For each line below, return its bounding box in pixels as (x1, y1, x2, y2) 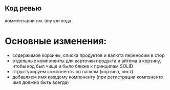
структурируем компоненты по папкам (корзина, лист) (12, 68, 134, 74)
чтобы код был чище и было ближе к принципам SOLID (12, 63, 134, 69)
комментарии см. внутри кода (5, 17, 72, 23)
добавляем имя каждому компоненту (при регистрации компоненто (12, 74, 163, 80)
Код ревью (5, 4, 42, 13)
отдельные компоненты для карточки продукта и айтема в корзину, (12, 57, 162, 64)
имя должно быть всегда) (12, 79, 69, 85)
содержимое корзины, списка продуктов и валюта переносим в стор (12, 52, 165, 58)
